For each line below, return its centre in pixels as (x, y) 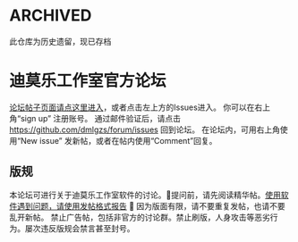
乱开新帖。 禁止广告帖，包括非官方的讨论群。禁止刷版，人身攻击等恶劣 (140, 217)
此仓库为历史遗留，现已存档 (60, 41)
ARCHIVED (51, 16)
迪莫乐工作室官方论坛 (88, 81)
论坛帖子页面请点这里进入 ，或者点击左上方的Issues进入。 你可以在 (132, 107)
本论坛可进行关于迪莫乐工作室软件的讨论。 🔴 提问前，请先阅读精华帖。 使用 (145, 195)
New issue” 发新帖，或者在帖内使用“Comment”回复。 (119, 140)
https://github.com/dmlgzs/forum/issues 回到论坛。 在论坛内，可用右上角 (145, 129)
